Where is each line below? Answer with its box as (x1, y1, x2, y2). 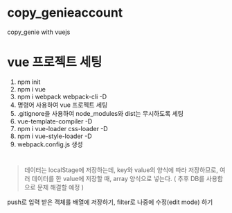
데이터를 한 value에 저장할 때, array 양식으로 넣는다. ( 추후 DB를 (31, 175, 205, 183)
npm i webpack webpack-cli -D (17, 92, 107, 101)
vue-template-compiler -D (17, 117, 93, 126)
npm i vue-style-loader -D (17, 132, 92, 140)
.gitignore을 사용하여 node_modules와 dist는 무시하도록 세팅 (17, 109, 184, 117)
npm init (17, 78, 41, 86)
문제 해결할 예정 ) (37, 183, 84, 191)
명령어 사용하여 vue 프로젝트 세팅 (17, 101, 108, 109)
